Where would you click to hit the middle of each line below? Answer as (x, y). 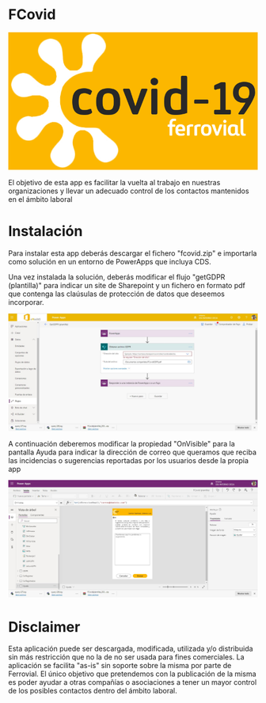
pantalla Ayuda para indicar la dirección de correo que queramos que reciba (133, 452)
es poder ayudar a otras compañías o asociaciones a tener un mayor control (133, 682)
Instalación (46, 231)
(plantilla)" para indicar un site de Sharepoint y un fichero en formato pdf (127, 285)
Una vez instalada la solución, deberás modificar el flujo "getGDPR (117, 277)
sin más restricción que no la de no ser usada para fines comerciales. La (126, 657)
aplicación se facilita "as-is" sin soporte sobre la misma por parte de (120, 666)
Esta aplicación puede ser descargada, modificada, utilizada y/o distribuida (131, 649)
